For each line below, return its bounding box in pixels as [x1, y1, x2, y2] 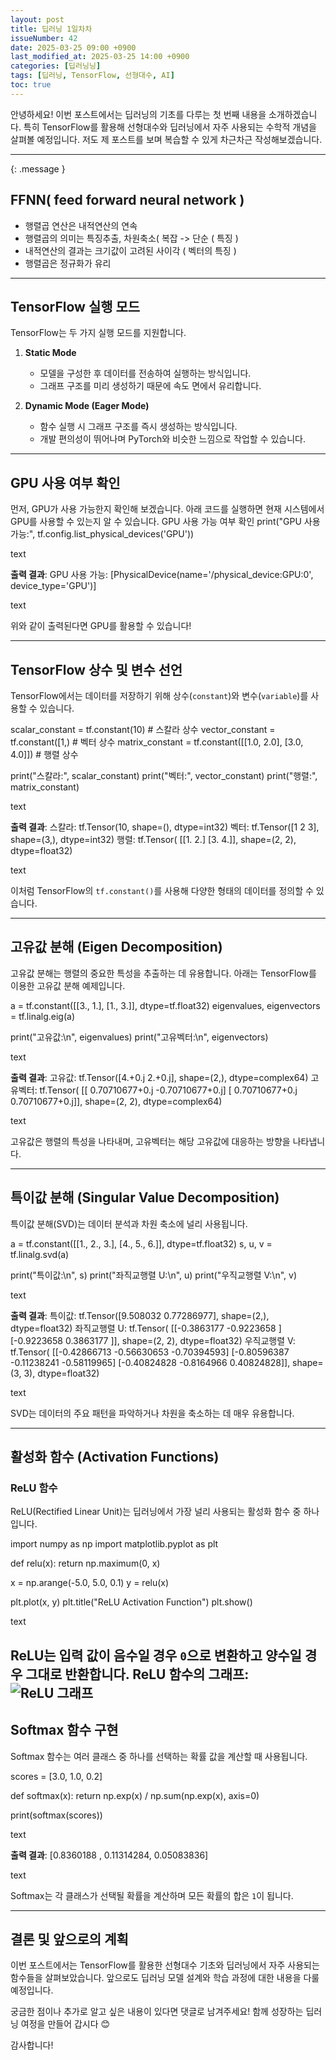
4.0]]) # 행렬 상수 [10, 749, 79, 760]
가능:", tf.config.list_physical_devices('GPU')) [10, 528, 195, 540]
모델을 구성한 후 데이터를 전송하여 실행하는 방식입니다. [39, 367, 252, 380]
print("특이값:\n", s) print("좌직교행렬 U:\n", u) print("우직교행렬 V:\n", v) [10, 1269, 298, 1281]
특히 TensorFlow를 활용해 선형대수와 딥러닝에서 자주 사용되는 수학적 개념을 [23, 121, 317, 133]
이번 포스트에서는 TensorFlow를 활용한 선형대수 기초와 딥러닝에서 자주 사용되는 [10, 1959, 320, 1971]
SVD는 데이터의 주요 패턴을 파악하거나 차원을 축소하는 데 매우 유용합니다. [10, 1407, 295, 1419]
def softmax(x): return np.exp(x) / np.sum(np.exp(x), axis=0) [10, 1789, 260, 1801]
